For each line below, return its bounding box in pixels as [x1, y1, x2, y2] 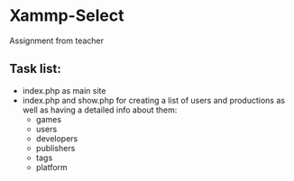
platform [35, 161, 68, 172]
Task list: [9, 61, 61, 77]
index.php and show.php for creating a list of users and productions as [22, 95, 286, 105]
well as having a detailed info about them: [22, 104, 178, 115]
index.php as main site [22, 85, 106, 95]
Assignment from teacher [9, 35, 105, 46]
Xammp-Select [9, 5, 124, 26]
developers [35, 132, 78, 144]
